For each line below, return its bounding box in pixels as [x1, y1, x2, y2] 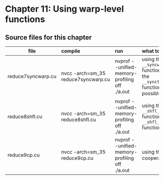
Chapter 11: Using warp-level [5, 3, 124, 15]
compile [61, 48, 81, 54]
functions [5, 14, 45, 25]
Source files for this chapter [5, 33, 92, 41]
